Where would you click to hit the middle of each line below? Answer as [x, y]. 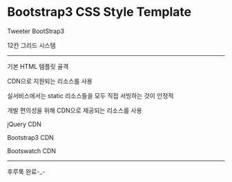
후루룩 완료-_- [26, 171]
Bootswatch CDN [32, 151]
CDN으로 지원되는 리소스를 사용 [50, 81]
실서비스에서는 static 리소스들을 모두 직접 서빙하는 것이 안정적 [90, 95]
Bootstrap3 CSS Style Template [99, 12]
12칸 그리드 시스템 [32, 45]
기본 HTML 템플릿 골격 [38, 66]
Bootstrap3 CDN [30, 137]
